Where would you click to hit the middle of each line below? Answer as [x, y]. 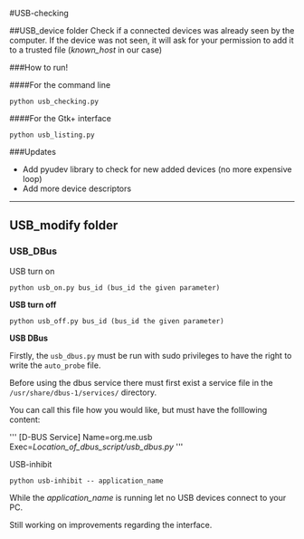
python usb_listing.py [52, 135]
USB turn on [32, 271]
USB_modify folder [64, 226]
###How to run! [39, 67]
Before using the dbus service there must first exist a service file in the [141, 382]
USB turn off [33, 304]
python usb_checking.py [54, 101]
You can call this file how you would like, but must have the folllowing [138, 409]
